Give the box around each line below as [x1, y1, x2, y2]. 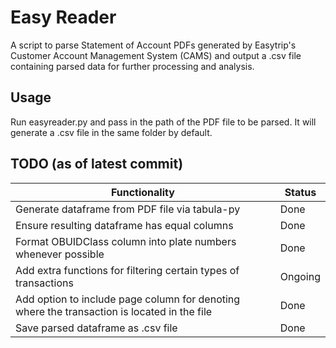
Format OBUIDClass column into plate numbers [15, 234, 237, 248]
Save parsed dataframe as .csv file [15, 321, 178, 335]
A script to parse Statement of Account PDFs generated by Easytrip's [10, 39, 297, 51]
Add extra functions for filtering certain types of [15, 263, 240, 277]
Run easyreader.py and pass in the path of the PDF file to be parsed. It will [10, 116, 317, 128]
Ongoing [279, 269, 321, 283]
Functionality [110, 185, 175, 199]
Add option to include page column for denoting [15, 292, 241, 306]
